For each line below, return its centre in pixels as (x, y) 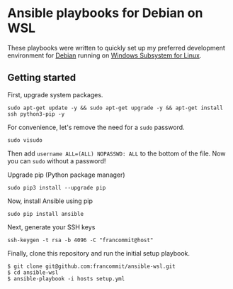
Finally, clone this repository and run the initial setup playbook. (98, 253)
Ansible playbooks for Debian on (105, 13)
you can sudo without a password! (57, 160)
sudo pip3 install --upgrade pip (57, 187)
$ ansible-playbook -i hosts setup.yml (66, 278)
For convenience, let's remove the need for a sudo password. (96, 127)
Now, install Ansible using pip (50, 201)
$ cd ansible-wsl (33, 272)
